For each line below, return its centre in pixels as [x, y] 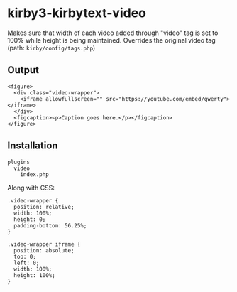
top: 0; [25, 256]
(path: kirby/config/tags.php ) [51, 48]
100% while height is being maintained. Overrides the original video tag [111, 40]
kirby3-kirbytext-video [77, 13]
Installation [33, 146]
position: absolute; [44, 250]
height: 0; [30, 219]
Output [23, 70]
